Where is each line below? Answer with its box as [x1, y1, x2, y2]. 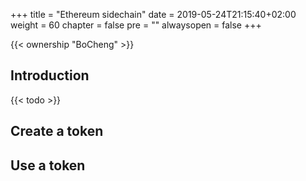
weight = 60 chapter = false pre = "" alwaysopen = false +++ [10, 19, 262, 31]
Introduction [10, 67, 90, 84]
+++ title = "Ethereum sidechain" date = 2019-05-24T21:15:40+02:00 [10, 9, 297, 20]
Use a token [10, 157, 86, 174]
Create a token [10, 123, 104, 140]
